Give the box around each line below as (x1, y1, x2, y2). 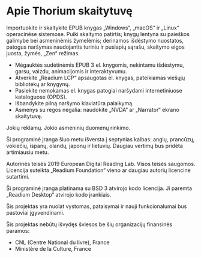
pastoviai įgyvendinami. (6, 209, 65, 216)
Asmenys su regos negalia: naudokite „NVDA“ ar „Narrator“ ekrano (14, 106, 180, 113)
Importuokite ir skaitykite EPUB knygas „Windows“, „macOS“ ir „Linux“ (6, 24, 179, 31)
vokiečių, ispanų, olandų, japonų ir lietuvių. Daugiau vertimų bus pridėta (6, 142, 183, 149)
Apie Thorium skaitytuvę (6, 4, 133, 18)
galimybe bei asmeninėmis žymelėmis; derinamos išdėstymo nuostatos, (6, 37, 184, 44)
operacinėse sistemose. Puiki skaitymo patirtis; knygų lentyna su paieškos (6, 30, 190, 37)
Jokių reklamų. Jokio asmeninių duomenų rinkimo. (6, 124, 131, 131)
